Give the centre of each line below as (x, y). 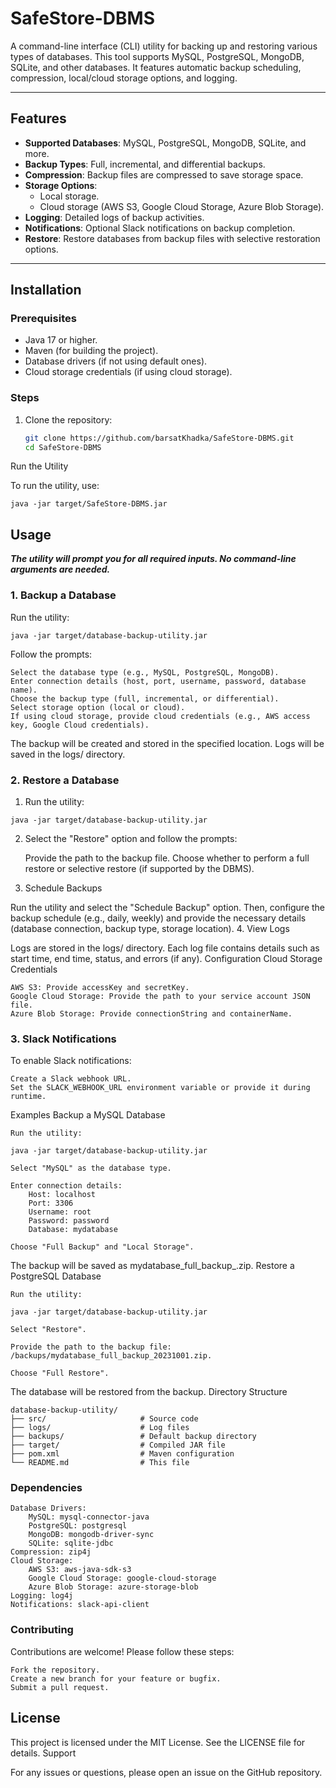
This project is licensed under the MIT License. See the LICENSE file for (158, 1742)
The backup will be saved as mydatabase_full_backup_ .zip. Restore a (152, 1266)
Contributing (42, 1630)
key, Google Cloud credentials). (80, 725)
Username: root (60, 1212)
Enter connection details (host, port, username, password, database (158, 681)
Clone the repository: (68, 419)
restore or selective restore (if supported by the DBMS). (139, 868)
